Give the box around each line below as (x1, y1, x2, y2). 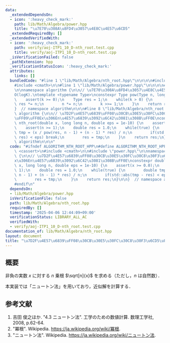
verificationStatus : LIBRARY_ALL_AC (10, 215, 87, 220)
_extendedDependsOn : (10, 12, 53, 17)
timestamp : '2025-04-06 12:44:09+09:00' (10, 210, 96, 215)
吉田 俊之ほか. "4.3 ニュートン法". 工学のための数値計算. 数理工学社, (12, 314, 154, 320)
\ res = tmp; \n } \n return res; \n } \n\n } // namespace (14, 177, 162, 182)
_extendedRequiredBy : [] (10, 31, 62, 36)
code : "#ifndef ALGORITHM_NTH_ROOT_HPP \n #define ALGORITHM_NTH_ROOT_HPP (10, 144, 166, 149)
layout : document (5, 234, 42, 239)
